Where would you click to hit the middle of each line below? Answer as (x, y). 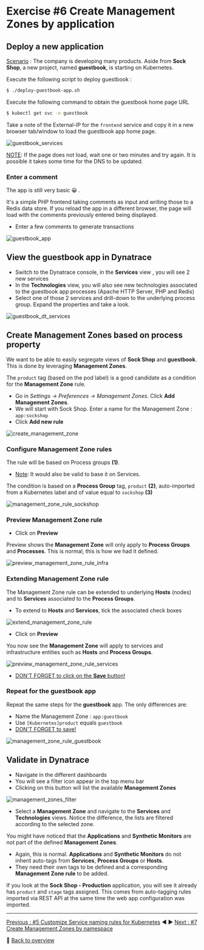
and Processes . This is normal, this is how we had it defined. (83, 552)
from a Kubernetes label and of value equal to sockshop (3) (80, 492)
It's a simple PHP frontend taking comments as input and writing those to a (100, 202)
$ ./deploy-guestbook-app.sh (43, 91)
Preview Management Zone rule (54, 519)
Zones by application (61, 24)
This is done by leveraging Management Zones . (67, 366)
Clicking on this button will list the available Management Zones (95, 787)
